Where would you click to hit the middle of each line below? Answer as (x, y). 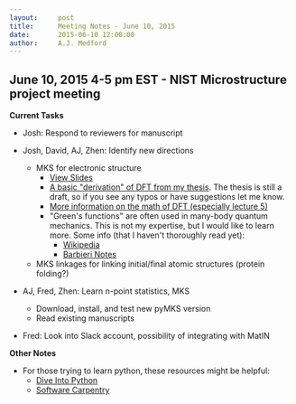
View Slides (71, 178)
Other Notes (33, 353)
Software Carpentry (73, 390)
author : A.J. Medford (58, 43)
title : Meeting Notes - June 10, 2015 (92, 26)
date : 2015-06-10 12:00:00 (72, 34)
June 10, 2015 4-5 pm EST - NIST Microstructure (148, 79)
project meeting (55, 94)
